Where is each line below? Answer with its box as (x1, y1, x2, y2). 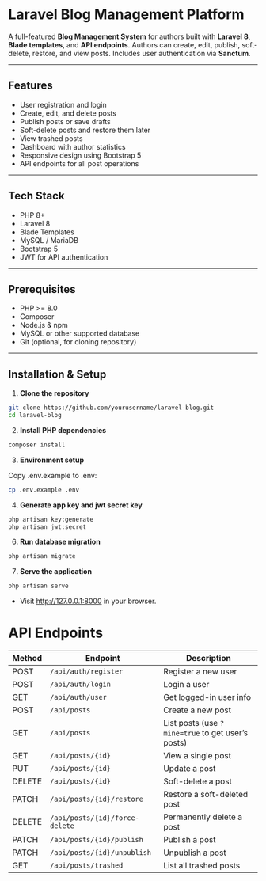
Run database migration (19, 537, 101, 547)
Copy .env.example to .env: (8, 470, 97, 480)
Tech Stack (8, 189, 65, 203)
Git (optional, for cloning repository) (19, 337, 137, 347)
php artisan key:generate (8, 515, 93, 523)
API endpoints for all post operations (19, 158, 139, 168)
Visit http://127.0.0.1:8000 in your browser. (19, 596, 157, 606)
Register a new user (163, 666, 237, 678)
